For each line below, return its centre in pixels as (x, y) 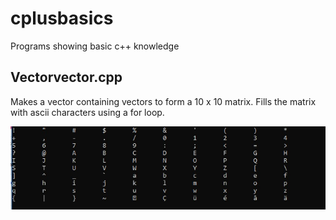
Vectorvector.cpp (66, 77)
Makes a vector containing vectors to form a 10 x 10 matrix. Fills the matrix (163, 101)
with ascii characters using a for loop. (87, 112)
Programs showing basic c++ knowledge (95, 46)
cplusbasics (62, 18)
